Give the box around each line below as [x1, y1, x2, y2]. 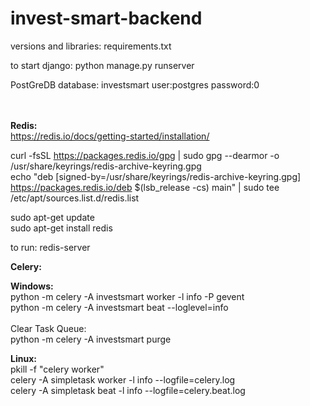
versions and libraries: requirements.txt [10, 40, 172, 52]
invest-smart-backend [10, 7, 203, 30]
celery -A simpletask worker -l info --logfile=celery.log [10, 373, 236, 386]
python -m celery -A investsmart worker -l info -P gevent [10, 290, 245, 302]
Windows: [10, 280, 54, 292]
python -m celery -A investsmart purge [10, 333, 172, 345]
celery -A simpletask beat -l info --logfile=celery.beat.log [10, 384, 246, 396]
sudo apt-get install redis [10, 222, 113, 234]
